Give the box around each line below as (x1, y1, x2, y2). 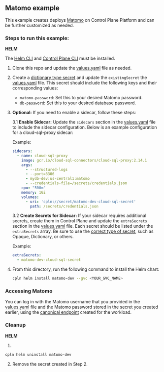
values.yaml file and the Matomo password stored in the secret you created (5, 304, 159, 310)
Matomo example (5, 4, 60, 12)
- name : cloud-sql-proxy (17, 153, 68, 158)
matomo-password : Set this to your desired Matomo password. (19, 95, 143, 101)
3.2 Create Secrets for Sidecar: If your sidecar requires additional (12, 212, 147, 219)
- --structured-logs (25, 167, 68, 172)
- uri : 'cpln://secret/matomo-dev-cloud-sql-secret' (25, 199, 136, 204)
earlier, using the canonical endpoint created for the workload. (5, 309, 132, 315)
